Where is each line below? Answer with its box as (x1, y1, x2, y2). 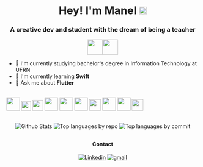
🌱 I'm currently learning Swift (15, 73, 90, 80)
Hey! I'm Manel (58, 4, 137, 18)
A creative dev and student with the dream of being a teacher (10, 26, 196, 34)
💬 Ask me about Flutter (15, 79, 75, 87)
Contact (92, 140, 114, 147)
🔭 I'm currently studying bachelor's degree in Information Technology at (15, 60, 197, 67)
